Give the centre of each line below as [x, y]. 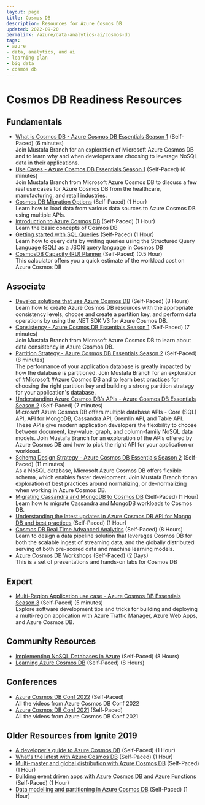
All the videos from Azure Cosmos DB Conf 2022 [77, 703]
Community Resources [51, 641]
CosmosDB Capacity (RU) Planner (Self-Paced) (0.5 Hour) [89, 254]
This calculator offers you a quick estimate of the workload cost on [100, 261]
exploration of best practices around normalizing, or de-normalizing [101, 484]
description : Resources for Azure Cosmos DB [64, 23]
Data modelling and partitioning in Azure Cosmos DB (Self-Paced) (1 [101, 790]
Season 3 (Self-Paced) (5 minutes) [59, 603]
